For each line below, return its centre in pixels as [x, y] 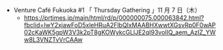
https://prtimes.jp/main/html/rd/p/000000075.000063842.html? [114, 18]
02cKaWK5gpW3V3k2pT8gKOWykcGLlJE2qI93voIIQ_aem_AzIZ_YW [120, 32]
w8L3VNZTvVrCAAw [53, 39]
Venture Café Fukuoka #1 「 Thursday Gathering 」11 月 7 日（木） [107, 10]
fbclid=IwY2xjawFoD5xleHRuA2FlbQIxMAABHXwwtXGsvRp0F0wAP [120, 25]
